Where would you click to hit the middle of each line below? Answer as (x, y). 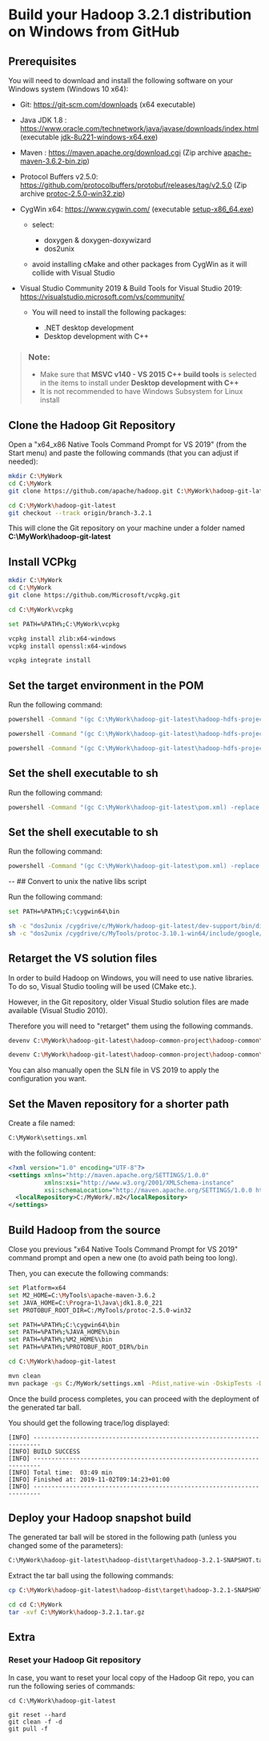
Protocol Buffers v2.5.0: (59, 177)
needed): (23, 461)
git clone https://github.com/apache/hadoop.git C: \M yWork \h (112, 491)
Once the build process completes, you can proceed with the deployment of (134, 1398)
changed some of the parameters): (66, 1546)
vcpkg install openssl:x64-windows (68, 646)
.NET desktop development (89, 328)
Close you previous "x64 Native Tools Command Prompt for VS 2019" (123, 1249)
